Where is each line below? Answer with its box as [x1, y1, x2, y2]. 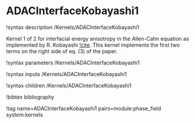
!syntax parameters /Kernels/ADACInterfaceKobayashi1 [6, 59, 140, 66]
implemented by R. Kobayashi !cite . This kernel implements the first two [6, 41, 180, 48]
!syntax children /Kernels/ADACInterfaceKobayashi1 [6, 81, 131, 89]
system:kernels [6, 111, 43, 118]
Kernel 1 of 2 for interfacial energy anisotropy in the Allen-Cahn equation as [6, 35, 190, 42]
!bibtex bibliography [6, 93, 55, 100]
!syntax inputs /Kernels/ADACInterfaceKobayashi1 [6, 70, 127, 77]
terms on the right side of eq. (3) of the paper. [6, 47, 118, 54]
